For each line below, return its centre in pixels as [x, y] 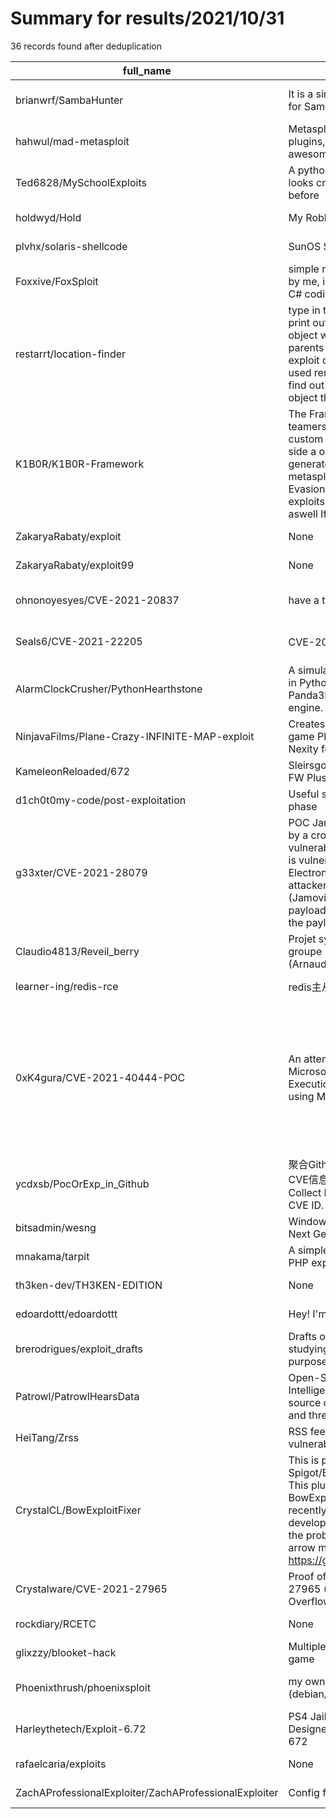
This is [304, 1460]
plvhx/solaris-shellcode [71, 246]
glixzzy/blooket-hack [66, 1652]
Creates [307, 724]
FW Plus [308, 777]
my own [307, 1681]
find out [306, 385]
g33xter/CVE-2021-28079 [81, 872]
